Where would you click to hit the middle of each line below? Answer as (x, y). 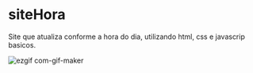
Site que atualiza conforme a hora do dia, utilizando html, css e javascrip (127, 36)
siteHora (37, 15)
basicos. (22, 44)
